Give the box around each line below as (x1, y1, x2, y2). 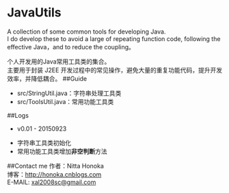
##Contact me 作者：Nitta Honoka (7, 162, 104, 170)
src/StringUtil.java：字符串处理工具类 (16, 89, 122, 97)
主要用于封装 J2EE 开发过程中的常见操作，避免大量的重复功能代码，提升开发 (7, 66, 223, 74)
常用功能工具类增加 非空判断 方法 (16, 147, 107, 155)
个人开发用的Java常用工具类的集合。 (7, 57, 111, 66)
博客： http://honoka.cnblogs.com (7, 170, 102, 179)
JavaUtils (7, 5, 62, 21)
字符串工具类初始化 (16, 138, 72, 146)
